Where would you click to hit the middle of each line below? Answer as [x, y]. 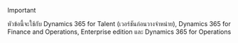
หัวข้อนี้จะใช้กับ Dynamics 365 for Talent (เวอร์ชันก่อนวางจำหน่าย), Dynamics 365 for [119, 24]
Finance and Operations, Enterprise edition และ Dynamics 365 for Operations [119, 32]
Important [22, 10]
